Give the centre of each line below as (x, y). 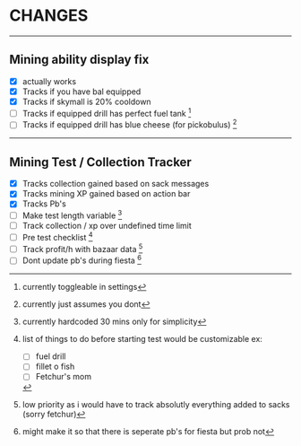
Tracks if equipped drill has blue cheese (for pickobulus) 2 (129, 124)
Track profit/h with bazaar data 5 (82, 248)
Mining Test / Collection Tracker (101, 162)
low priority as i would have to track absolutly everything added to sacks (156, 404)
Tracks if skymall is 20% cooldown (86, 101)
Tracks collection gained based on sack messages (116, 184)
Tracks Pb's (44, 204)
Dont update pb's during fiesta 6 (82, 259)
